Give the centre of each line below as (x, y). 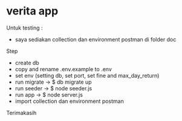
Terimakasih (21, 113)
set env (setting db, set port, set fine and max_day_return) (87, 75)
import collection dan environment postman (69, 101)
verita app (32, 11)
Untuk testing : (24, 28)
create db (27, 63)
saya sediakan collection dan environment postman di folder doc (96, 39)
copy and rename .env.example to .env (63, 69)
